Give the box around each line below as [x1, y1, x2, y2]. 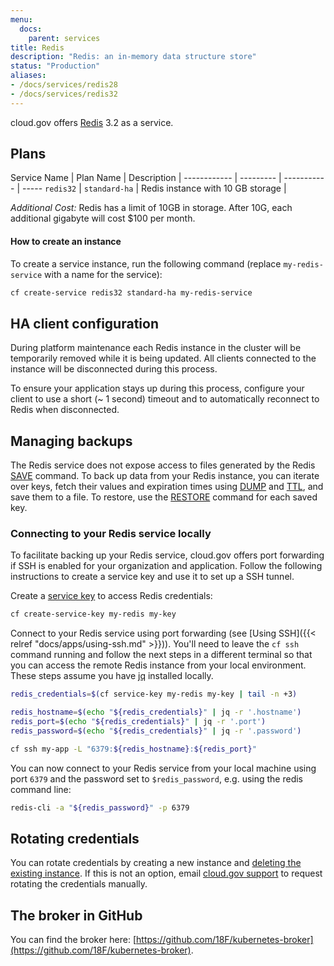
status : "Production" [10, 61, 101, 71]
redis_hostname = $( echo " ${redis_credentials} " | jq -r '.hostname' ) [10, 707, 302, 718]
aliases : [10, 71, 47, 81]
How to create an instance [10, 236, 122, 248]
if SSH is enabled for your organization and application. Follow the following [10, 560, 323, 572]
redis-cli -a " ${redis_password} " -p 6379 [10, 802, 190, 813]
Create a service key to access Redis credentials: [10, 590, 213, 602]
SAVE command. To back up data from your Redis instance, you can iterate [10, 470, 320, 482]
